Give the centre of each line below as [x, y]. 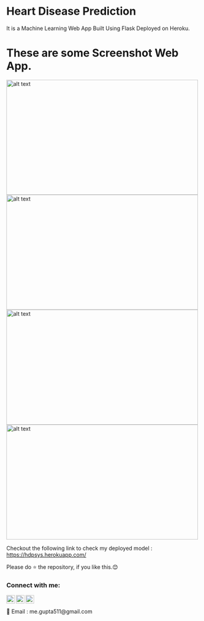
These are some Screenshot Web [93, 53]
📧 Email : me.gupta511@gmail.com [50, 612]
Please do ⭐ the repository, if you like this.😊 [62, 567]
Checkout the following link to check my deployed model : [80, 548]
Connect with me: [33, 585]
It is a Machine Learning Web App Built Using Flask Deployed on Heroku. [98, 28]
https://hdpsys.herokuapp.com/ [47, 554]
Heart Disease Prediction [71, 11]
